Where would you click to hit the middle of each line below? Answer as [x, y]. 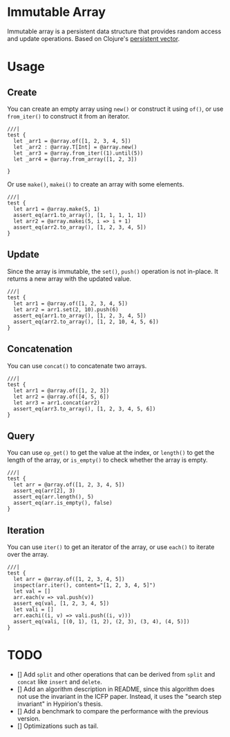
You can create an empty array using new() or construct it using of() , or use [115, 109]
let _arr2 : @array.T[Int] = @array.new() [75, 147]
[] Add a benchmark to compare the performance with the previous [113, 711]
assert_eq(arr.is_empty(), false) [63, 503]
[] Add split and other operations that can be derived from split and [116, 675]
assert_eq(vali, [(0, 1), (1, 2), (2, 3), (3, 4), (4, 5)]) [102, 622]
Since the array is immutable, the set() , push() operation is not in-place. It [113, 271]
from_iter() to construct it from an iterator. [68, 116]
